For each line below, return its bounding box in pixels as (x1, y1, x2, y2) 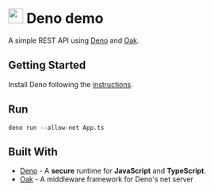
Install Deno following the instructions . (8, 79, 133, 89)
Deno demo (26, 10, 104, 28)
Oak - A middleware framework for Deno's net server (19, 174, 194, 184)
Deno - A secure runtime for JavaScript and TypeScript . (19, 166, 206, 176)
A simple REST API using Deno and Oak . (8, 36, 139, 45)
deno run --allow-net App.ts (8, 124, 105, 132)
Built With (8, 145, 58, 159)
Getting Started (8, 59, 86, 72)
